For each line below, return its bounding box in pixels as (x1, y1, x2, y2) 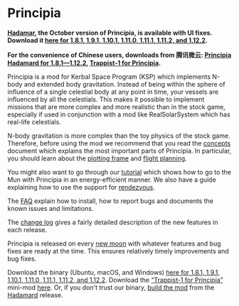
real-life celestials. (7, 117, 62, 126)
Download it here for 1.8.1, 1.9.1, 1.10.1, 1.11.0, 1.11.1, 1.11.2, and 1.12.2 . (7, 35, 208, 44)
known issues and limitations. (7, 204, 94, 212)
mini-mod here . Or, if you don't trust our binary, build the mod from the (7, 283, 215, 292)
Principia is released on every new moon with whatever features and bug (7, 239, 222, 248)
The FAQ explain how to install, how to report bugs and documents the (7, 197, 213, 205)
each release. (7, 225, 48, 234)
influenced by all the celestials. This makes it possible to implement (7, 94, 205, 104)
